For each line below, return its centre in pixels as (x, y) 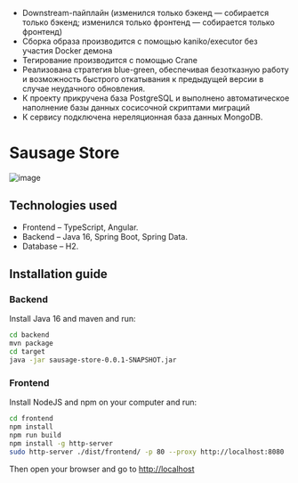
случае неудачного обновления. (84, 89)
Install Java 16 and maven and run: (72, 319)
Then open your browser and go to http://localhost (102, 469)
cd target (28, 352)
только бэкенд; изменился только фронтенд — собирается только (149, 22)
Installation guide (59, 274)
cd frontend (31, 419)
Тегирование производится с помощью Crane (110, 60)
